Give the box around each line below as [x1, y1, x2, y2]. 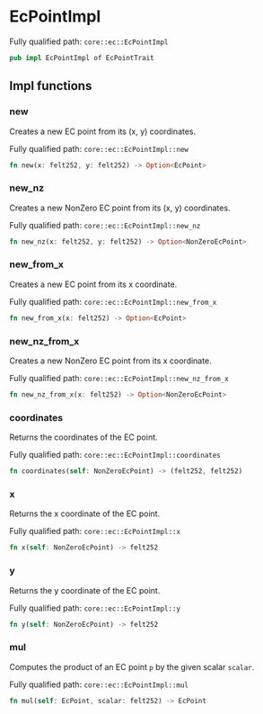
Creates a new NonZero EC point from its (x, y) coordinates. [9, 202, 231, 213]
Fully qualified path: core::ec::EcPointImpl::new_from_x [9, 296, 217, 307]
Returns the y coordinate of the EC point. [9, 585, 161, 595]
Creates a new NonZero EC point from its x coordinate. [9, 355, 213, 366]
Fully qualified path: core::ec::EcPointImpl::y [9, 602, 181, 613]
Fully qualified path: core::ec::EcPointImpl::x [9, 526, 181, 537]
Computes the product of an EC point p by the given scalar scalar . [9, 661, 255, 672]
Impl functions [9, 78, 92, 94]
